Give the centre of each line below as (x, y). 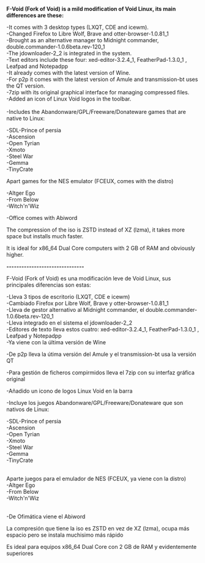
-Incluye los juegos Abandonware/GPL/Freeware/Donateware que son (95, 403)
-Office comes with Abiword (42, 218)
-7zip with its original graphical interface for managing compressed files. (98, 92)
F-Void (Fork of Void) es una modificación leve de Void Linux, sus (89, 278)
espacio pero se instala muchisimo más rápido (65, 535)
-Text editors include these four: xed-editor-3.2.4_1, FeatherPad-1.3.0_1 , (97, 60)
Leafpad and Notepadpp (37, 66)
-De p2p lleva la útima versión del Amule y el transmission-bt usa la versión (102, 354)
